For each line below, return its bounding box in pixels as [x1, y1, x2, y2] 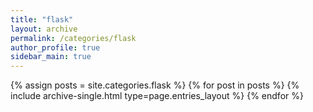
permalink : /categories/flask [10, 33, 137, 43]
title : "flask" [10, 14, 74, 25]
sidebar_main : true [10, 52, 92, 62]
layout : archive [10, 24, 78, 34]
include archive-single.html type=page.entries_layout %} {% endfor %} [10, 90, 304, 102]
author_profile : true [10, 42, 101, 53]
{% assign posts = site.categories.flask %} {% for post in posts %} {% [10, 79, 300, 91]
